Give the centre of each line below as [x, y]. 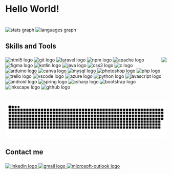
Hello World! [32, 9]
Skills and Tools [31, 46]
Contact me [24, 152]
